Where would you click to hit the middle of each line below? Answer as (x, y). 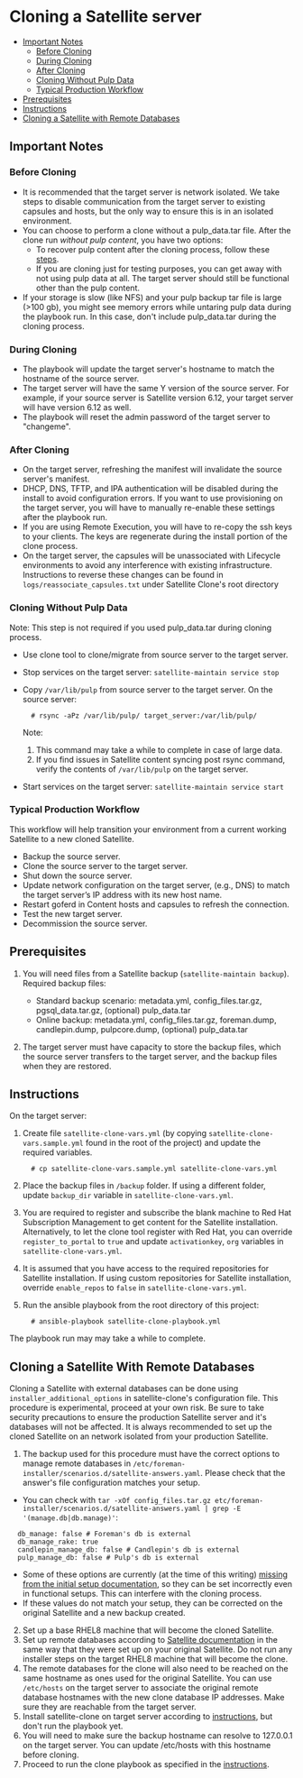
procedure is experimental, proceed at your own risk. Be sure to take (137, 1407)
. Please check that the (243, 1473)
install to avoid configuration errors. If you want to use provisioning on (152, 499)
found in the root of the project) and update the (173, 1143)
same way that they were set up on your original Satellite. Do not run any (157, 1650)
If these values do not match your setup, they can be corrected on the (152, 1603)
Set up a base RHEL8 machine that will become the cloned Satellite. (148, 1630)
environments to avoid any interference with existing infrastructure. (147, 565)
